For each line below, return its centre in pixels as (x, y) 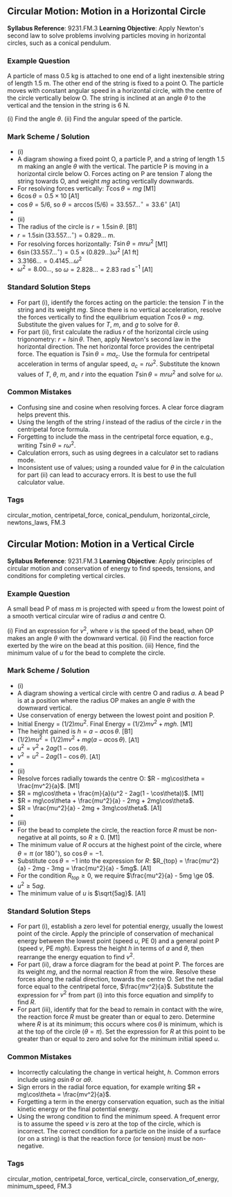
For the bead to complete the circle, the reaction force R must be (109, 830)
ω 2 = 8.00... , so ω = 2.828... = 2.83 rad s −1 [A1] (85, 268)
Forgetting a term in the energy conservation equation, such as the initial (121, 1101)
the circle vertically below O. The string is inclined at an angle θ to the (107, 98)
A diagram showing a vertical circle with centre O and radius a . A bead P (121, 693)
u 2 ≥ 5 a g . (31, 885)
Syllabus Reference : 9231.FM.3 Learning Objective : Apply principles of (110, 561)
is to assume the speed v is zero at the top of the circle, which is (109, 1124)
